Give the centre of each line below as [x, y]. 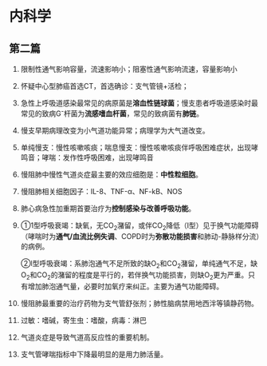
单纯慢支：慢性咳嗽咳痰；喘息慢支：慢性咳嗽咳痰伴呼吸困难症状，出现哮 [139, 147]
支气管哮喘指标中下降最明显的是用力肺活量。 [94, 354]
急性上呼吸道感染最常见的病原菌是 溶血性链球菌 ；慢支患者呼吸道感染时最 [139, 103]
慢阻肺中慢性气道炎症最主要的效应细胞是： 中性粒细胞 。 [111, 174]
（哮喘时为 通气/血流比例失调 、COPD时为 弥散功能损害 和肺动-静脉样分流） [140, 237]
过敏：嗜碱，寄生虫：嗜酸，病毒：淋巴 [83, 320]
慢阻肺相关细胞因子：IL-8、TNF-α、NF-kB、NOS [101, 191]
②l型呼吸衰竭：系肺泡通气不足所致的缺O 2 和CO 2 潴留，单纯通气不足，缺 [139, 265]
